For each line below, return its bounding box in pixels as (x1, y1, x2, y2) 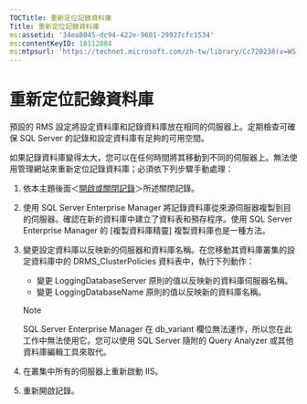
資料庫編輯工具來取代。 (22, 347, 111, 357)
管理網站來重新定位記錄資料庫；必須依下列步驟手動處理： (16, 163, 234, 174)
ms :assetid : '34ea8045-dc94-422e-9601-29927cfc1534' (9, 30, 215, 39)
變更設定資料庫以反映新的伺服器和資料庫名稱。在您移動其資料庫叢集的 (22, 244, 288, 255)
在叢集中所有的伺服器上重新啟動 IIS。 (22, 366, 164, 377)
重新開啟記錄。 (22, 385, 79, 397)
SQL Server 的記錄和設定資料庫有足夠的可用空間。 (19, 133, 210, 144)
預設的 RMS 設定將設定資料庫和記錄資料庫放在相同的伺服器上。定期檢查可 (9, 121, 288, 132)
